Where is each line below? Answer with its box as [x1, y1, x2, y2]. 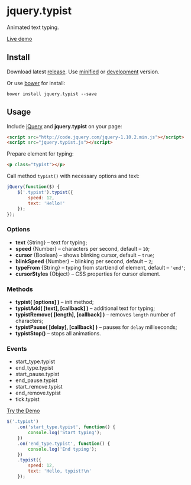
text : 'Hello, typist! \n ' [28, 468, 92, 474]
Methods [7, 285, 33, 293]
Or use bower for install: [7, 79, 66, 86]
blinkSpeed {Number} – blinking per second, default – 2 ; [15, 257, 153, 264]
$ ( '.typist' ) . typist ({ [17, 189, 73, 196]
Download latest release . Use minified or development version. [7, 68, 160, 75]
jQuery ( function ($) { [7, 184, 60, 190]
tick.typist [15, 396, 40, 403]
